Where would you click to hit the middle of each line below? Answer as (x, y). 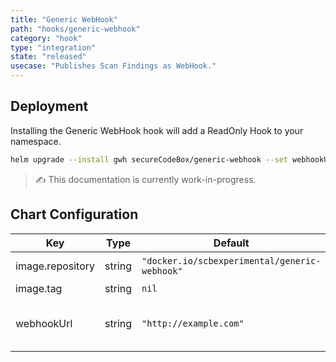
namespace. (36, 141)
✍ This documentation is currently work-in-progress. (145, 179)
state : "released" (48, 57)
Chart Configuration (74, 214)
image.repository (55, 266)
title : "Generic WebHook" (64, 19)
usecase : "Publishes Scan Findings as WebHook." (113, 66)
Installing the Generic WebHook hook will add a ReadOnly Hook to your (157, 130)
